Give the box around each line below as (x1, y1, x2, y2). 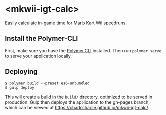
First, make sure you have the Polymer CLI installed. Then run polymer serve (5, 47, 162, 53)
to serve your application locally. (5, 53, 72, 59)
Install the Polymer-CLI (5, 34, 78, 43)
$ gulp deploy (5, 85, 35, 90)
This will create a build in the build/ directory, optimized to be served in (5, 94, 153, 100)
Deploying (5, 67, 38, 76)
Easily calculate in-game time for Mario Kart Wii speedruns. (5, 20, 127, 26)
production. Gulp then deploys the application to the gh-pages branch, (5, 99, 150, 105)
